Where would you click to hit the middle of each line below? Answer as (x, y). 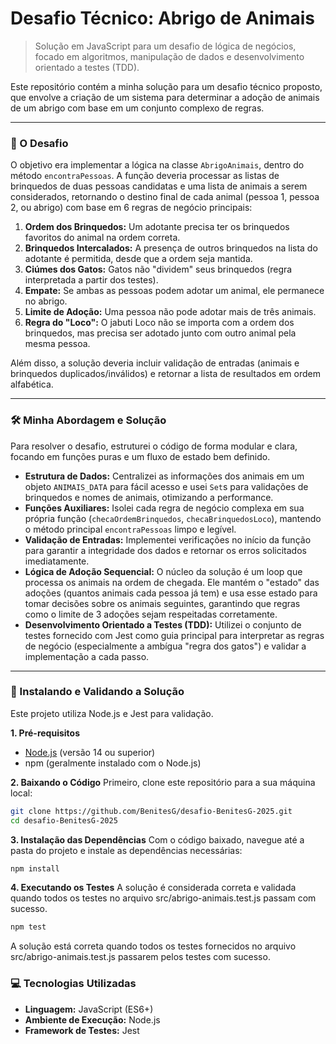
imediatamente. (57, 561)
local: (21, 793)
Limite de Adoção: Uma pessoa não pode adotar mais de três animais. (170, 312)
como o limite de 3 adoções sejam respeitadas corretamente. (151, 614)
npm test (28, 927)
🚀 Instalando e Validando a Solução (97, 692)
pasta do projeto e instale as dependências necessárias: (126, 850)
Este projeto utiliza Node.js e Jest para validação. (112, 713)
